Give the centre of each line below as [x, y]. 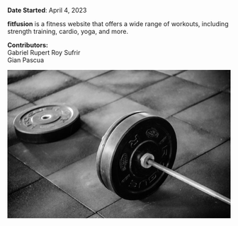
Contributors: [28, 45]
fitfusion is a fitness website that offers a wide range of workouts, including [118, 24]
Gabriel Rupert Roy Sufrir [44, 53]
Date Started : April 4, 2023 [47, 10]
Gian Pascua [26, 60]
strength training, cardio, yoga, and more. [68, 31]
